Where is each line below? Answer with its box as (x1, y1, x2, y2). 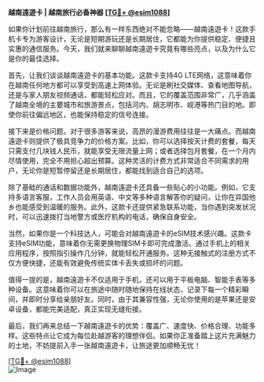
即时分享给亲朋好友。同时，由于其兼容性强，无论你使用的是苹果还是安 (28, 295, 256, 303)
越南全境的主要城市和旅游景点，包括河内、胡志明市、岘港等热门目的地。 (14, 100, 249, 109)
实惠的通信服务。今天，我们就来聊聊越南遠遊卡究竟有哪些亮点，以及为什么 (8, 44, 249, 53)
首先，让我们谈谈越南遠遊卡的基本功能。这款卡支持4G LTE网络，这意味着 (8, 71, 245, 79)
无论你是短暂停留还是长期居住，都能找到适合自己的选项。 (21, 166, 208, 175)
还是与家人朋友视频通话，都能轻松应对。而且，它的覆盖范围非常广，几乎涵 (8, 90, 249, 99)
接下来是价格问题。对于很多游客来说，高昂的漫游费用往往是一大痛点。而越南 (8, 127, 256, 136)
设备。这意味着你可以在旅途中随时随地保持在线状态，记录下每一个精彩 (14, 285, 242, 294)
